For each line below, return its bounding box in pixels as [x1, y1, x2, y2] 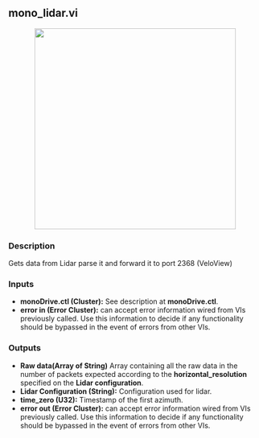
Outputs [8, 342, 42, 354]
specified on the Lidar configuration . [19, 378, 144, 387]
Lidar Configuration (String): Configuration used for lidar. [19, 386, 212, 396]
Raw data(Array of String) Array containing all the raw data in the [19, 361, 238, 370]
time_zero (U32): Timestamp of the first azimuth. [19, 395, 183, 404]
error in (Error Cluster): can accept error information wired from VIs [19, 305, 246, 315]
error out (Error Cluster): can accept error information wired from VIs [19, 403, 251, 413]
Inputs [8, 279, 35, 290]
